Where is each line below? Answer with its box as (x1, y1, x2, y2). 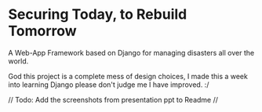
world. (8, 56, 29, 66)
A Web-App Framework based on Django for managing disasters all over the (8, 48, 255, 57)
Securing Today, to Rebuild (8, 5, 187, 23)
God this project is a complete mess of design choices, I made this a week (8, 71, 249, 81)
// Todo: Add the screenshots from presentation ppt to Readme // (8, 95, 218, 104)
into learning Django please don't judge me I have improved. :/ (8, 80, 209, 89)
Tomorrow (8, 22, 77, 40)
